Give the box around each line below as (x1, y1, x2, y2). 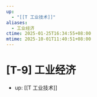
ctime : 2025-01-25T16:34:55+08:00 (6, 31, 92, 37)
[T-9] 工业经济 (6, 63, 76, 77)
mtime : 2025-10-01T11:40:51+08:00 (6, 36, 92, 42)
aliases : (6, 20, 28, 25)
